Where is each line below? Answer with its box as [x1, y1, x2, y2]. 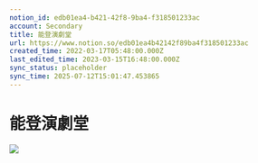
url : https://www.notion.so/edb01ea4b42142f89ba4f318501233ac [9, 38, 249, 48]
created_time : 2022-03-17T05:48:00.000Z [9, 47, 165, 56]
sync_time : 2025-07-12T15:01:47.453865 [9, 72, 160, 81]
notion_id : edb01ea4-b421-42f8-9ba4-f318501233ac [9, 13, 201, 23]
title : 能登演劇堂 [9, 30, 72, 39]
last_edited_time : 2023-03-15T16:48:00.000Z [9, 55, 180, 64]
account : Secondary [9, 22, 83, 31]
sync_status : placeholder [9, 64, 107, 73]
